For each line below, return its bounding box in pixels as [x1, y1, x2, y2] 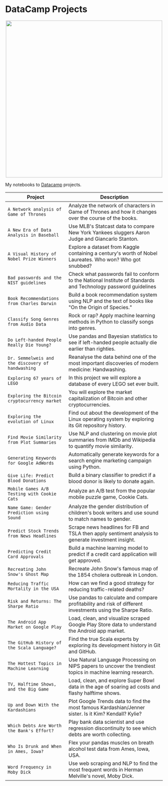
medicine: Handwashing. [68, 366, 126, 373]
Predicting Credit [7, 549, 51, 554]
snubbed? [68, 262, 92, 269]
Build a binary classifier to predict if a [68, 471, 156, 478]
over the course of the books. [68, 215, 138, 222]
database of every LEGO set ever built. [68, 380, 159, 387]
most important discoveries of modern [68, 359, 158, 366]
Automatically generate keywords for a [68, 451, 159, 458]
